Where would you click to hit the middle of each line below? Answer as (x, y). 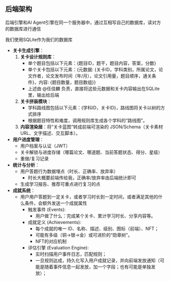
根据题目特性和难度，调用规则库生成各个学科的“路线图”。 (88, 120)
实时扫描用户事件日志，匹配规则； (71, 254)
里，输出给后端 (43, 95)
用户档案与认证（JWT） (45, 146)
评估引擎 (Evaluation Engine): (58, 247)
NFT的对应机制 (51, 241)
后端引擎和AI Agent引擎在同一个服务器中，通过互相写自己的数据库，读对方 (83, 22)
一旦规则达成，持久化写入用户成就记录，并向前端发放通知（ (98, 260)
